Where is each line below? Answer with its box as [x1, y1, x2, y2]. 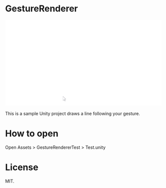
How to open [5, 128, 59, 139]
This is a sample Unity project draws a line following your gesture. [5, 111, 140, 117]
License [5, 162, 39, 173]
